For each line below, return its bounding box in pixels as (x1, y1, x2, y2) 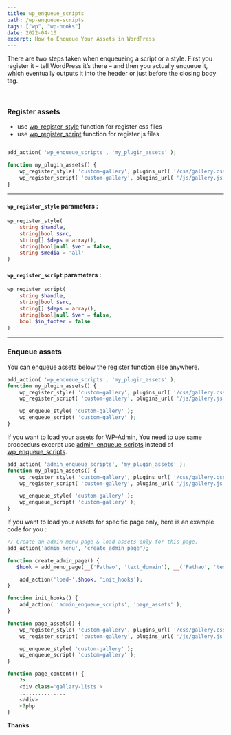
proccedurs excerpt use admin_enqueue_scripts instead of (7, 440, 174, 448)
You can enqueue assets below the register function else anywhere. (7, 363, 199, 371)
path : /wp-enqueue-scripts (7, 17, 85, 23)
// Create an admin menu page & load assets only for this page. (7, 538, 198, 545)
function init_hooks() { (7, 595, 78, 602)
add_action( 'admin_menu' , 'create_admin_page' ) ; (7, 544, 149, 551)
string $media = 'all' (19, 249, 85, 257)
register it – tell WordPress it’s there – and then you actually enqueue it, (7, 62, 208, 70)
